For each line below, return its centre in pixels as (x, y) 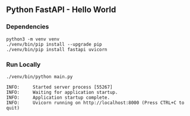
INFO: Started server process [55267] (59, 87)
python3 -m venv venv (33, 39)
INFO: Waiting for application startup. (62, 92)
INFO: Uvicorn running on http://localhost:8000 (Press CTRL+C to (95, 103)
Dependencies (28, 27)
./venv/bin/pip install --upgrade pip (54, 44)
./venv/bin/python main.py (39, 77)
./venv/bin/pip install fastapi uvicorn (57, 49)
